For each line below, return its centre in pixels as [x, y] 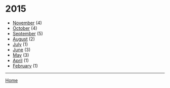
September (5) [28, 33]
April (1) [21, 60]
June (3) [22, 50]
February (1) [25, 66]
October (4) [25, 28]
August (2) [24, 39]
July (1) [20, 44]
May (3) [21, 55]
